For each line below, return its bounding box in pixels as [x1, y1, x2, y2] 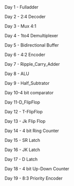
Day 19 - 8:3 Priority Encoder [4, 175, 63, 181]
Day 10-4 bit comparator [4, 90, 54, 95]
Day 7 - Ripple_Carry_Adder [4, 61, 60, 67]
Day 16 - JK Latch [4, 147, 40, 153]
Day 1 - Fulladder [4, 4, 38, 10]
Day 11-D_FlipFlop [4, 99, 40, 105]
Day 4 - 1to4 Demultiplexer [4, 33, 58, 38]
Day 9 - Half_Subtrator [4, 80, 50, 86]
